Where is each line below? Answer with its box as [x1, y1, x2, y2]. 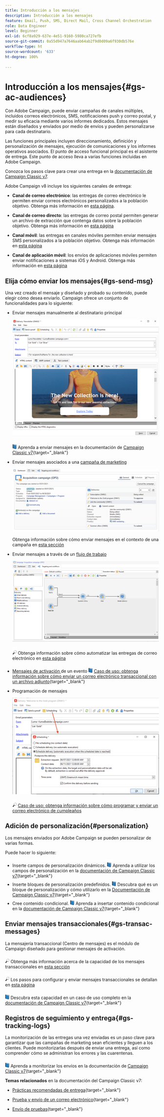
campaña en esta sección [12, 542, 64, 547]
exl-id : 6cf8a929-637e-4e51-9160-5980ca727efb [5, 34, 102, 39]
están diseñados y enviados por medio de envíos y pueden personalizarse [5, 123, 155, 129]
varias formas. [5, 840, 34, 846]
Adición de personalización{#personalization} [5, 822, 149, 830]
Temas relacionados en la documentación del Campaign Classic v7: [5, 1078, 143, 1084]
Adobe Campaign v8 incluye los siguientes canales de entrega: [5, 183, 132, 189]
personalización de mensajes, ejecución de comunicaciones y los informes [5, 143, 156, 149]
